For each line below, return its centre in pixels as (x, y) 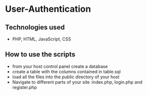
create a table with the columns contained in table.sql (66, 71)
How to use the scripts (40, 54)
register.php (24, 87)
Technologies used (35, 27)
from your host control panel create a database (60, 66)
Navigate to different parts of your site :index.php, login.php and (77, 82)
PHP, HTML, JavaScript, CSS (42, 39)
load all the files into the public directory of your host (66, 77)
